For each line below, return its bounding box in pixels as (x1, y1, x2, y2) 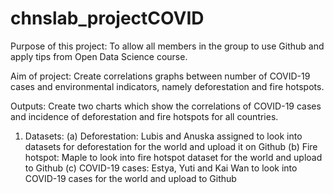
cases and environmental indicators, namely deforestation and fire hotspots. (10, 80, 325, 92)
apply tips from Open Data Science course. (10, 50, 188, 62)
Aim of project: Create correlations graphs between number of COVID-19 (10, 70, 311, 82)
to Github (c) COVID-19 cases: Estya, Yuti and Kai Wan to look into (24, 162, 298, 174)
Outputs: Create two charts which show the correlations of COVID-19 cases (10, 100, 322, 112)
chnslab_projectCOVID (10, 7, 205, 30)
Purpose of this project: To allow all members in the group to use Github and (10, 40, 325, 52)
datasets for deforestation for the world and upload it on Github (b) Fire (24, 140, 318, 152)
